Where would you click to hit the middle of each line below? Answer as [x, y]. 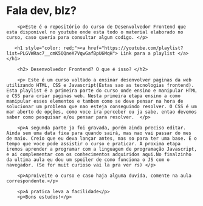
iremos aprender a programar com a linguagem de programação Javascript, [102, 149]
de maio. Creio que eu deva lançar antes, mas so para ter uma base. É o [102, 138]
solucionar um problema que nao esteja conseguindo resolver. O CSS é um [102, 106]
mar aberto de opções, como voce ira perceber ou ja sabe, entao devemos [102, 112]
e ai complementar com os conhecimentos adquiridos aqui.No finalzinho [99, 154]
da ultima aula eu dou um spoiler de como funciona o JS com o [88, 160]
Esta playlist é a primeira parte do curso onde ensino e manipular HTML [102, 91]
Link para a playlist [148, 53]
